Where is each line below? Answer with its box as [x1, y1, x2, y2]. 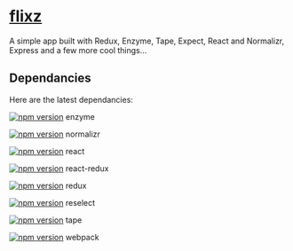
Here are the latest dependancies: [9, 94, 133, 105]
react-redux [65, 162, 109, 174]
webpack [65, 231, 99, 242]
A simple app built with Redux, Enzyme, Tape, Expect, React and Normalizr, [9, 35, 285, 46]
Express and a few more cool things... [9, 44, 147, 55]
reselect [65, 197, 96, 208]
